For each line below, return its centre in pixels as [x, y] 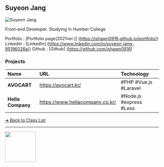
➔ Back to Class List [25, 120]
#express [132, 102]
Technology [135, 74]
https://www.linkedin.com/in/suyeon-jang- [91, 44]
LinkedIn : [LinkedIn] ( [27, 44]
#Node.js [131, 96]
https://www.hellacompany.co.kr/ [78, 102]
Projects [15, 61]
